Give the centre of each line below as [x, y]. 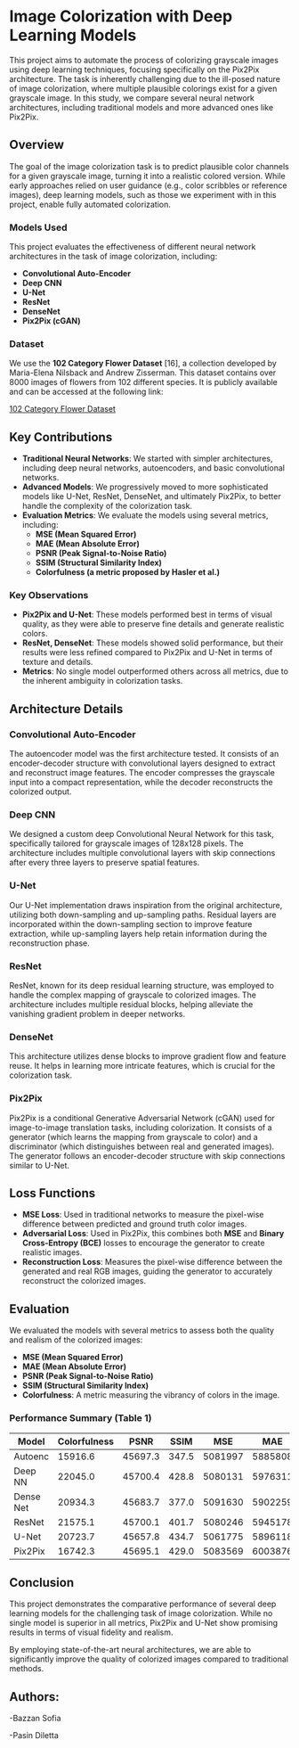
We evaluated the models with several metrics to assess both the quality [141, 1331]
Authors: [34, 1697]
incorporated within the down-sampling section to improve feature [131, 923]
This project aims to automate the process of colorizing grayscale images [144, 60]
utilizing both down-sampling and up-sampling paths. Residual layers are [143, 915]
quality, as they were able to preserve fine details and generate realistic [153, 624]
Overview [37, 145]
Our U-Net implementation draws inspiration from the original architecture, [146, 905]
